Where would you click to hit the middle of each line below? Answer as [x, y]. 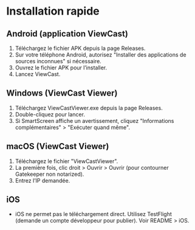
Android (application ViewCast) [67, 34]
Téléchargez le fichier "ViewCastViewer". [67, 161]
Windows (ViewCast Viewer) [62, 93]
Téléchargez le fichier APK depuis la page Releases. [80, 48]
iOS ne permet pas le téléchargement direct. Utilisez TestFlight [93, 214]
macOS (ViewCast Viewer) [58, 146]
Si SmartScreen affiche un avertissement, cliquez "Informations [94, 120]
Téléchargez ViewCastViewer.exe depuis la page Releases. [89, 108]
